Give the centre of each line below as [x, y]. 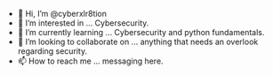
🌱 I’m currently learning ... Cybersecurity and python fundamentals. [141, 32]
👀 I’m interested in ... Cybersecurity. [83, 23]
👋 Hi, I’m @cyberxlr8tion [62, 14]
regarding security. [52, 51]
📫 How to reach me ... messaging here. [90, 61]
